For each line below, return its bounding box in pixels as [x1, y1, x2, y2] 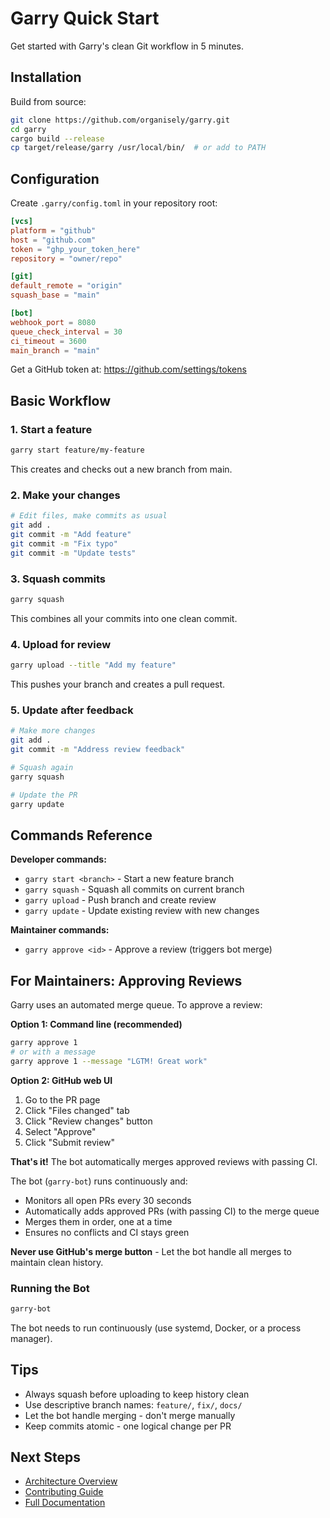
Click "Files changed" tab [24, 1104, 130, 1116]
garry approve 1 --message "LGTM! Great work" [10, 1056, 208, 1066]
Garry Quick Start [10, 7, 160, 30]
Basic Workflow [10, 392, 112, 409]
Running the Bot [10, 1281, 90, 1295]
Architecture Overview [24, 1475, 118, 1487]
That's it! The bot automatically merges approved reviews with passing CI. [10, 1155, 318, 1167]
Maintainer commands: [10, 924, 110, 936]
